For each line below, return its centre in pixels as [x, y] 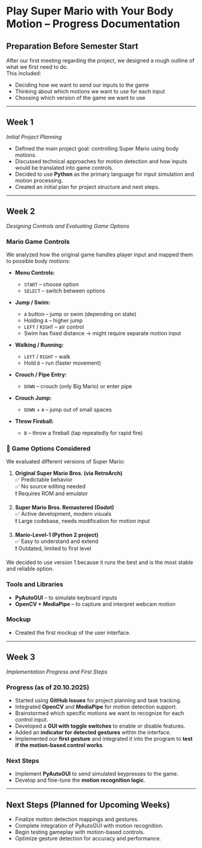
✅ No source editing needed [50, 486]
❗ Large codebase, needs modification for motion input [82, 521]
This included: [24, 73]
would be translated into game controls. [64, 167]
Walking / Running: [39, 345]
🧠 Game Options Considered [48, 448]
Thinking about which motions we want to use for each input [90, 91]
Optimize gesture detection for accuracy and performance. [88, 838]
